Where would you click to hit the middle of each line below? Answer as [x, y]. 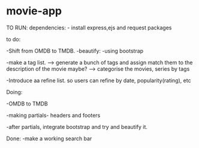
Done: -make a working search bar [49, 138]
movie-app [34, 11]
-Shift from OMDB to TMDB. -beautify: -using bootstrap [75, 51]
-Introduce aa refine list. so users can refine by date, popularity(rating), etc [99, 80]
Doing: [14, 92]
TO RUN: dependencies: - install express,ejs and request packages [89, 28]
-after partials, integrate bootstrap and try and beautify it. [77, 126]
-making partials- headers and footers [53, 115]
